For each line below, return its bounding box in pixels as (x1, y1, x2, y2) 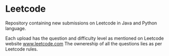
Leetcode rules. (5, 46, 38, 52)
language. (5, 25, 26, 31)
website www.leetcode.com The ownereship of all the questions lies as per (5, 40, 162, 46)
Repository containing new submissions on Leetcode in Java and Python (5, 20, 157, 26)
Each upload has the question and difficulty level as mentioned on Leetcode (5, 35, 164, 41)
